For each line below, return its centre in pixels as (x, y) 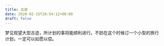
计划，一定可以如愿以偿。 (31, 39)
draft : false (18, 18)
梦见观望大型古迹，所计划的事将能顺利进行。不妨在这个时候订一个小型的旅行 (82, 33)
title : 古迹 (16, 9)
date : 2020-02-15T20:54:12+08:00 (39, 14)
